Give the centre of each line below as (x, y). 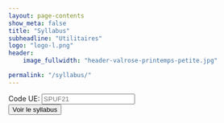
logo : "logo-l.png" (41, 46)
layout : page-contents (46, 16)
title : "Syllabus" (39, 31)
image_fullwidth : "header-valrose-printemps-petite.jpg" (120, 61)
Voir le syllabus (35, 109)
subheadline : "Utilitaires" (56, 38)
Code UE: (24, 98)
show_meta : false (37, 23)
